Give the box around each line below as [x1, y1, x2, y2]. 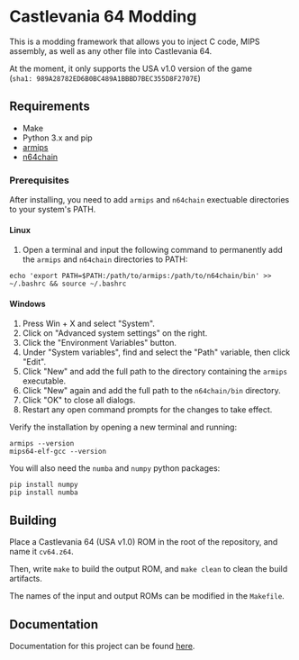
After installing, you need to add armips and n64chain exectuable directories [9, 194, 290, 205]
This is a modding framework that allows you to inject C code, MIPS [9, 36, 260, 47]
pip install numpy [9, 480, 78, 490]
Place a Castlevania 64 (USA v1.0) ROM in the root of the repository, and [9, 537, 278, 547]
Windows [9, 298, 46, 309]
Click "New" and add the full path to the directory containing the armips [22, 366, 288, 377]
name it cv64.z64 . [9, 547, 74, 557]
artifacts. [9, 574, 43, 584]
